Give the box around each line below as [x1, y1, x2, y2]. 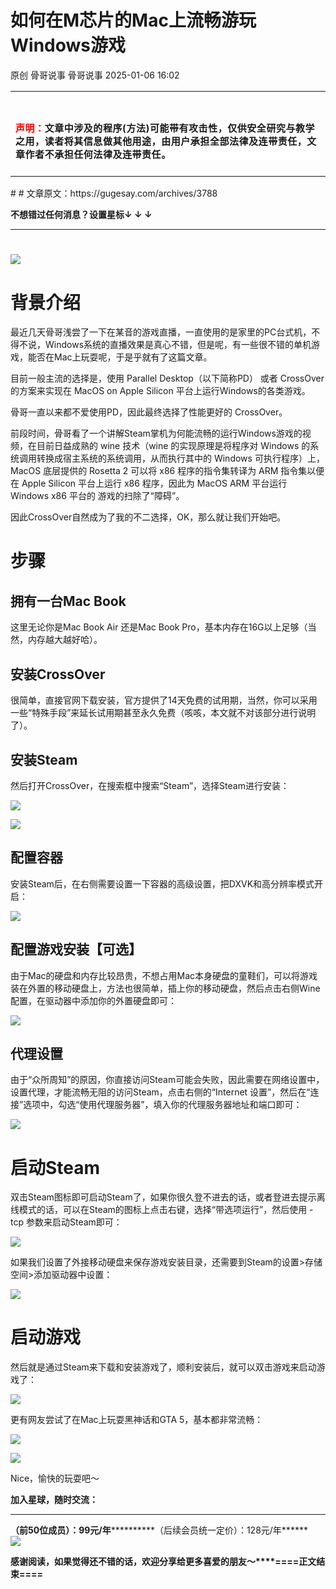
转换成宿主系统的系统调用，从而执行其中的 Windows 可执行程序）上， [36, 452, 325, 465]
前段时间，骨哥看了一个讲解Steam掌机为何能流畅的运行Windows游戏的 [10, 427, 303, 440]
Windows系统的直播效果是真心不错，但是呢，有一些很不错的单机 [44, 339, 312, 351]
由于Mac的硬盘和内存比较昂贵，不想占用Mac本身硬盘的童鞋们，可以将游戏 [10, 969, 318, 981]
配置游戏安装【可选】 [10, 941, 142, 958]
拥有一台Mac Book [10, 592, 127, 610]
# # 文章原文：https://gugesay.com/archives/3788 [10, 187, 218, 200]
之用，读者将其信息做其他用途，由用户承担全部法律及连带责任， [15, 134, 308, 148]
